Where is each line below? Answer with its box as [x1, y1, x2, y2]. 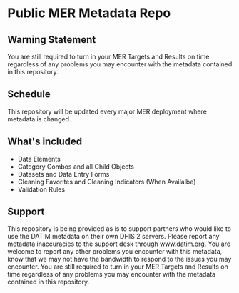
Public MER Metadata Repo [7, 5, 171, 21]
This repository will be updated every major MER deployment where [7, 107, 207, 116]
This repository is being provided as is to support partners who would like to [7, 224, 232, 233]
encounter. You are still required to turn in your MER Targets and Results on [7, 262, 228, 271]
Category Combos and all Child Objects [17, 162, 134, 171]
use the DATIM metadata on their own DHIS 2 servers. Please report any [7, 232, 220, 241]
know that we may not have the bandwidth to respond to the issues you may [7, 255, 232, 264]
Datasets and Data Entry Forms [17, 169, 110, 178]
